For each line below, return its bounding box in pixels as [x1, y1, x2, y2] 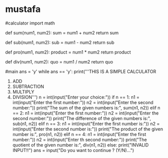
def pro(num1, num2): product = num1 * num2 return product [5, 49, 131, 55]
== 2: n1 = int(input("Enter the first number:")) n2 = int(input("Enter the [12, 110, 159, 116]
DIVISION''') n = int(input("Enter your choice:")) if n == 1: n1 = [12, 94, 140, 100]
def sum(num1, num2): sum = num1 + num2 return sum [5, 29, 119, 35]
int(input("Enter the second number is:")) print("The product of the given [12, 126, 163, 132]
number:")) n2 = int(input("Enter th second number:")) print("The [12, 136, 147, 142]
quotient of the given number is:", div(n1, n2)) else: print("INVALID [12, 141, 149, 148]
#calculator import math [5, 20, 55, 26]
